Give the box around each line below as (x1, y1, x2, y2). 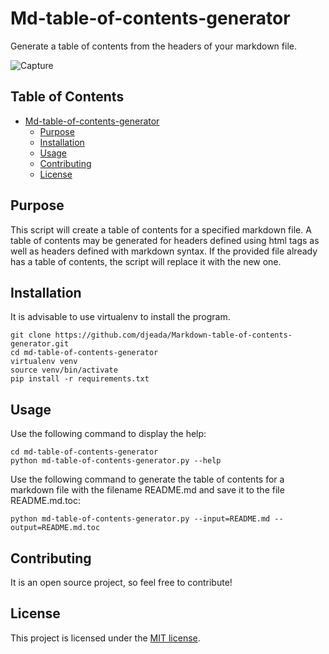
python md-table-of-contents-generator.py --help (10, 456, 222, 466)
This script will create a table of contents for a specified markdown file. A (10, 223, 312, 236)
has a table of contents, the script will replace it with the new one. (10, 255, 282, 267)
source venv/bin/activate (10, 365, 118, 376)
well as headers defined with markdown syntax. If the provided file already (10, 245, 318, 257)
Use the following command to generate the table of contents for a (10, 473, 285, 486)
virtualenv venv (10, 357, 78, 367)
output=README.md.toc (10, 523, 101, 533)
